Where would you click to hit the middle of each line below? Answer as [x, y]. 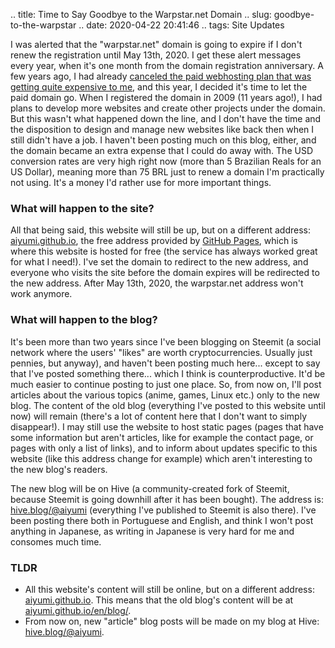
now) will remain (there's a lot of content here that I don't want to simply [159, 416]
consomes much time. [56, 541]
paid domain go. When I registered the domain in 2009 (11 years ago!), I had [166, 97]
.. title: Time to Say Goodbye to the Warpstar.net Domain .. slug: [141, 14]
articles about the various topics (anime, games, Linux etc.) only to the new [165, 395]
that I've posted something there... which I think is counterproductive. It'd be [168, 373]
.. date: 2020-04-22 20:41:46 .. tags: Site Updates [181, 25]
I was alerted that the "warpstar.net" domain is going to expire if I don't [156, 44]
